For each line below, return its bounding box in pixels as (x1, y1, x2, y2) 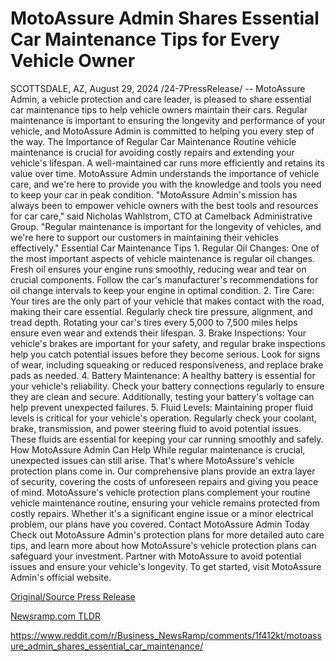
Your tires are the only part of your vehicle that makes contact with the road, (10, 295, 325, 307)
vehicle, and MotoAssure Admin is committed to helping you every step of (10, 125, 315, 137)
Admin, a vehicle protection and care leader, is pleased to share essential (10, 93, 312, 105)
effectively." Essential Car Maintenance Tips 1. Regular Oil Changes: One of (10, 242, 320, 254)
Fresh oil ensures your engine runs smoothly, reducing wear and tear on (10, 263, 307, 275)
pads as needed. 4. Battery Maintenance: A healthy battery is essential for (10, 369, 316, 381)
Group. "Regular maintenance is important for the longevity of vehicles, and (10, 220, 322, 232)
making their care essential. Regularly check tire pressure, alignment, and (10, 305, 313, 317)
